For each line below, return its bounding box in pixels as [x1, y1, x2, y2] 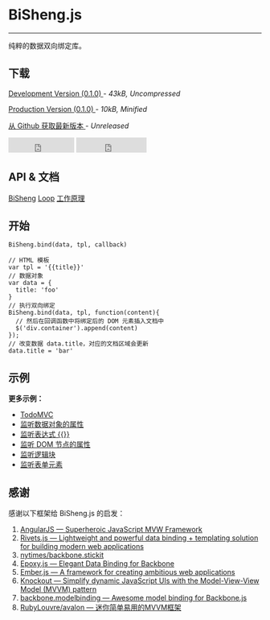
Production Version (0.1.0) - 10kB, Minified [8, 104, 147, 114]
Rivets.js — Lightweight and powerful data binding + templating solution [19, 533, 259, 543]
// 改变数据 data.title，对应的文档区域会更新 [8, 340, 149, 348]
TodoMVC [19, 410, 54, 420]
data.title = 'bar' [8, 347, 74, 355]
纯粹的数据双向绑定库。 [8, 40, 86, 50]
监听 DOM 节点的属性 [19, 440, 91, 449]
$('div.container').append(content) [15, 324, 138, 333]
